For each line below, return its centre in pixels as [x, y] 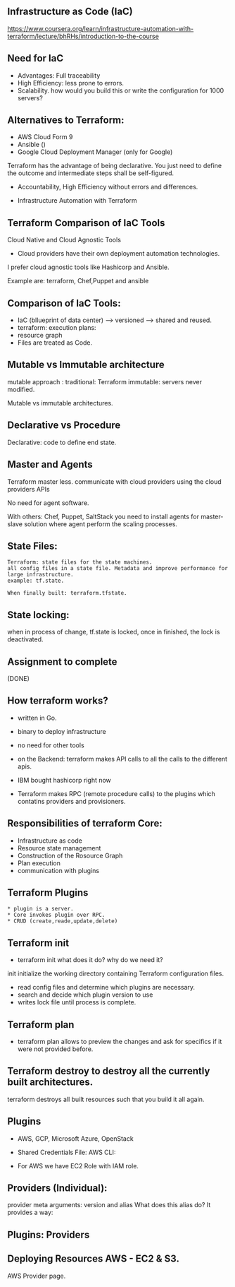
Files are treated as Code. [55, 343]
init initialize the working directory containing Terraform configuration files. [116, 973]
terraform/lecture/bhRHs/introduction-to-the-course [83, 36]
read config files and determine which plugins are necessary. [106, 988]
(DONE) [18, 678]
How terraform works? [58, 701]
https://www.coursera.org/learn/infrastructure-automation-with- [101, 28]
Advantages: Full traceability [59, 75]
